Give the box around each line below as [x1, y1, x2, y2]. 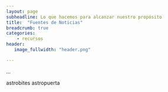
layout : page [6, 8, 38, 15]
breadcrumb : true [6, 25, 49, 31]
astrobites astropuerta [6, 79, 60, 86]
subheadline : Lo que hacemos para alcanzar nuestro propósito [6, 14, 162, 20]
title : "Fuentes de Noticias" [6, 19, 83, 25]
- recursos [17, 36, 44, 42]
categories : [6, 30, 35, 36]
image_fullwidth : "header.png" [14, 47, 91, 53]
